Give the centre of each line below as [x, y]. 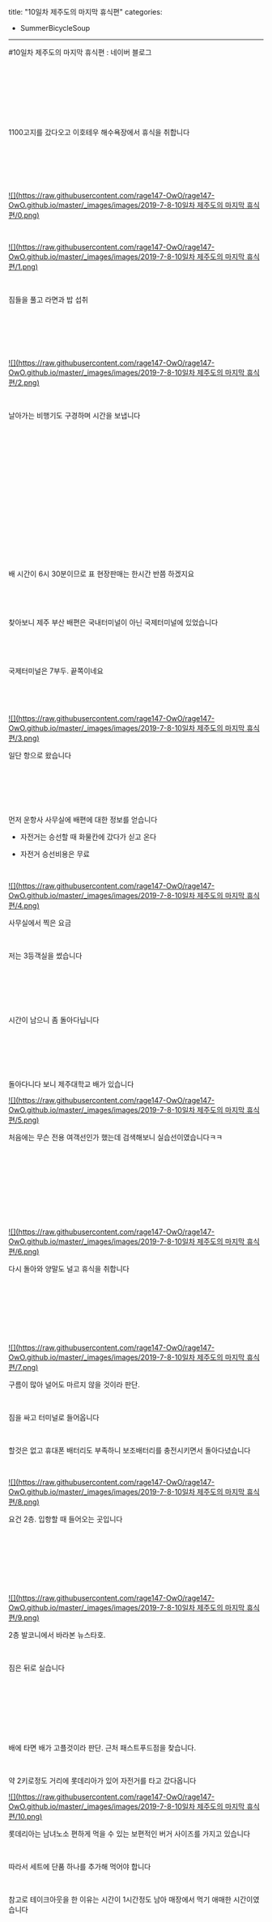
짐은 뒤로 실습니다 [36, 1668]
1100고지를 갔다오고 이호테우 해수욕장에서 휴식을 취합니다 [99, 132]
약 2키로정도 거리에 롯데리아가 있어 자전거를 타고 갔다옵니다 [102, 1780]
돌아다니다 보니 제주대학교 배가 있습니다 [71, 1084]
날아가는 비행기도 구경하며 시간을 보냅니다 [74, 416]
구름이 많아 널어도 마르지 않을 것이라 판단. [74, 1385]
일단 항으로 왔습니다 [40, 755]
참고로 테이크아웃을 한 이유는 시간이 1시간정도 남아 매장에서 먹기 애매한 [120, 1899]
